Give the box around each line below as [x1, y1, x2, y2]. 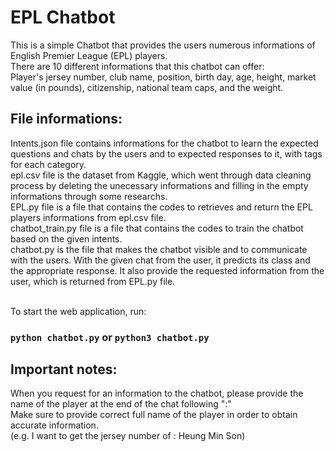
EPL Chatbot [10, 6, 116, 29]
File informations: [10, 111, 123, 128]
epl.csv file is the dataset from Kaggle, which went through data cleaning [10, 169, 312, 181]
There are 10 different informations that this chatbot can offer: [10, 60, 265, 72]
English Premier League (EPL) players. [10, 49, 168, 61]
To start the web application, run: [10, 305, 147, 317]
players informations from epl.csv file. [10, 211, 167, 223]
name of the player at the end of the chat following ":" [10, 398, 232, 410]
